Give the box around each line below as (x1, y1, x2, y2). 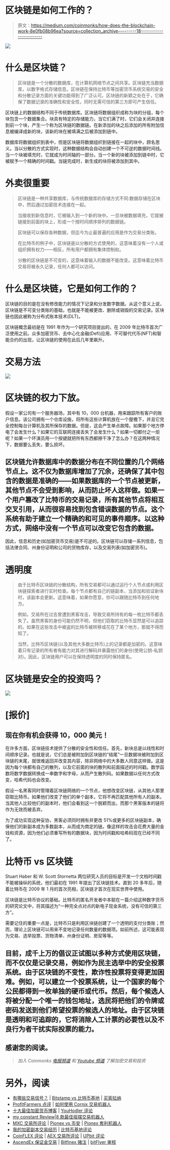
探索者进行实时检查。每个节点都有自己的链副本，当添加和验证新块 (26, 588, 164, 594)
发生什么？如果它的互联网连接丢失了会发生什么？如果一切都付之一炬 (18, 429, 160, 435)
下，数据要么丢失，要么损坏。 (5, 441, 67, 447)
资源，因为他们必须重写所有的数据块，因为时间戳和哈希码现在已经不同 (14, 830, 160, 836)
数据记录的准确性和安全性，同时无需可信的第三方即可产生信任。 (26, 98, 159, 105)
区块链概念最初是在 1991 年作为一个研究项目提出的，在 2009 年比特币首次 (5, 324, 159, 330)
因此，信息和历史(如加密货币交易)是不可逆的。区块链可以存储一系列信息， (5, 538, 159, 544)
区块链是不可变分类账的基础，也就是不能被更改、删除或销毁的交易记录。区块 (5, 307, 164, 313)
